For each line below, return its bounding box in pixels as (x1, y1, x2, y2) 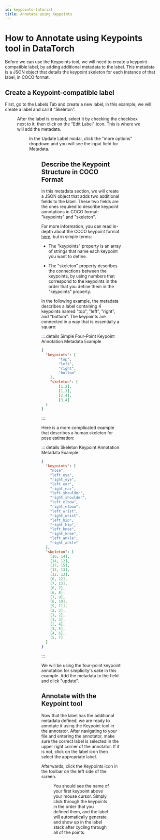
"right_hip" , (50, 522, 76, 527)
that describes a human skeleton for (41, 430, 113, 436)
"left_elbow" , (50, 500, 78, 505)
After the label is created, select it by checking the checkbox (17, 116, 138, 122)
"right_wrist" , (50, 513, 81, 518)
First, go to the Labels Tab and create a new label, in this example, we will (5, 102, 152, 107)
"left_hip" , (50, 518, 74, 523)
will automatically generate (53, 814, 107, 820)
